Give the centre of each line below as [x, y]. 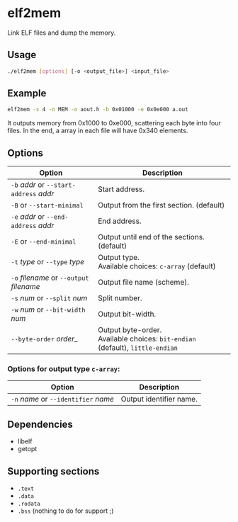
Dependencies [40, 424]
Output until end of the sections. [152, 237]
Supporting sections [53, 471]
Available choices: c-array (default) [157, 266]
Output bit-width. [127, 314]
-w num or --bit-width [48, 310]
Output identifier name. [159, 399]
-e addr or [28, 217]
